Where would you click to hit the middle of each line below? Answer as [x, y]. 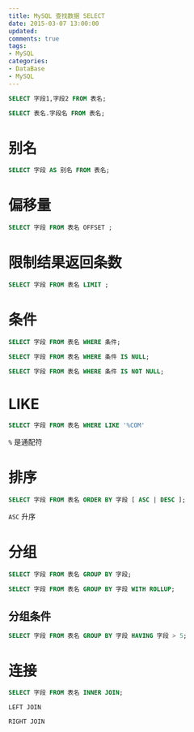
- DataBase [27, 69]
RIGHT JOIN [27, 722]
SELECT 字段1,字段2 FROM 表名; [57, 98]
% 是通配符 [25, 442]
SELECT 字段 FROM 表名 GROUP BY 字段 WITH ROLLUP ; [92, 589]
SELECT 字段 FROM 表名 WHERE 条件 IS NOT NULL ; [86, 371]
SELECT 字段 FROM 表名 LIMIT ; [59, 285]
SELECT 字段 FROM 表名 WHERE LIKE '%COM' [77, 426]
